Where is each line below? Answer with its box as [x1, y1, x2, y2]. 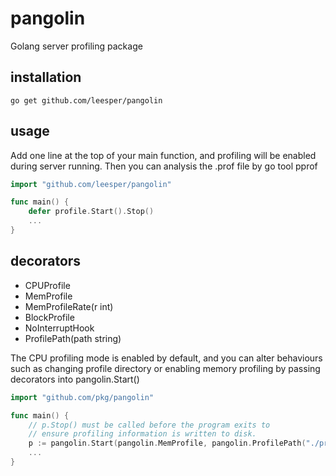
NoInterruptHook [24, 322, 95, 334]
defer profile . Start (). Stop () [28, 207, 155, 217]
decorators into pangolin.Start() [10, 373, 140, 385]
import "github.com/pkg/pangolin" [10, 392, 155, 402]
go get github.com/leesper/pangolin [10, 95, 163, 106]
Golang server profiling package [10, 40, 143, 52]
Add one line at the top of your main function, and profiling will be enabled [10, 149, 317, 161]
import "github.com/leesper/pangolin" [10, 179, 172, 189]
